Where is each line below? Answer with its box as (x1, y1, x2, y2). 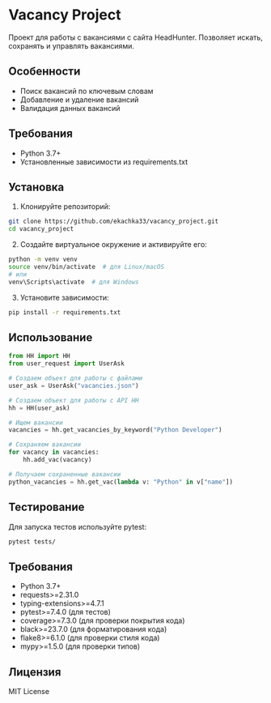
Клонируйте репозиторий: (19, 202, 111, 211)
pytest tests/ (8, 537, 57, 546)
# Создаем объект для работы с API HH (8, 396, 139, 404)
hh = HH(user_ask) (8, 403, 70, 412)
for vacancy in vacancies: (8, 448, 100, 457)
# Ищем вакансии (8, 419, 63, 427)
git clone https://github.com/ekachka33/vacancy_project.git (8, 217, 219, 226)
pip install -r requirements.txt (8, 308, 121, 317)
